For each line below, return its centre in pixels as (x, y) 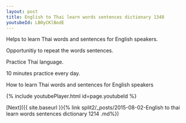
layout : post (22, 11)
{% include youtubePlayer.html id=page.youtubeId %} (72, 96)
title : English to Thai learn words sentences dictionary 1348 (85, 17)
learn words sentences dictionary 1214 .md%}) (63, 114)
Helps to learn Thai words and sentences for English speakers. (82, 39)
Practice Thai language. (35, 62)
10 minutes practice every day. (43, 74)
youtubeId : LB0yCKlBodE (35, 22)
